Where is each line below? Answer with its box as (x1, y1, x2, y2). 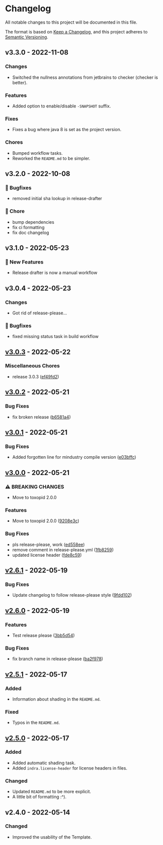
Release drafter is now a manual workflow (12, 270, 98, 276)
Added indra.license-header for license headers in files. (12, 765, 128, 771)
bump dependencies (12, 219, 55, 225)
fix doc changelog (12, 230, 49, 236)
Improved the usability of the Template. (12, 834, 92, 840)
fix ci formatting (12, 224, 45, 230)
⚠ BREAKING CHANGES (5, 483, 65, 490)
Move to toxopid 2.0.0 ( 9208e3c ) (12, 518, 80, 524)
